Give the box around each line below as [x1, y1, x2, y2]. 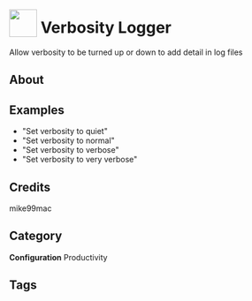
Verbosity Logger [40, 18, 172, 38]
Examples [9, 102, 65, 117]
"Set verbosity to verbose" [21, 145, 119, 155]
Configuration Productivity [9, 252, 108, 262]
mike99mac [9, 203, 52, 214]
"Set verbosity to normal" [21, 135, 115, 146]
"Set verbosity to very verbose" [21, 154, 138, 165]
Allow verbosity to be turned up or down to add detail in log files [9, 47, 243, 57]
